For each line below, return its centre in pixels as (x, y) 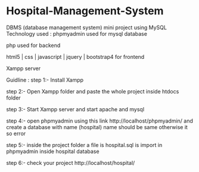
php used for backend (33, 45)
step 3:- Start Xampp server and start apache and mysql (75, 109)
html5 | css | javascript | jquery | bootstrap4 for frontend (75, 57)
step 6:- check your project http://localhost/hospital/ (71, 162)
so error (16, 133)
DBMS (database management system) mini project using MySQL (86, 27)
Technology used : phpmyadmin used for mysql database (77, 33)
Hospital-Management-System (85, 11)
